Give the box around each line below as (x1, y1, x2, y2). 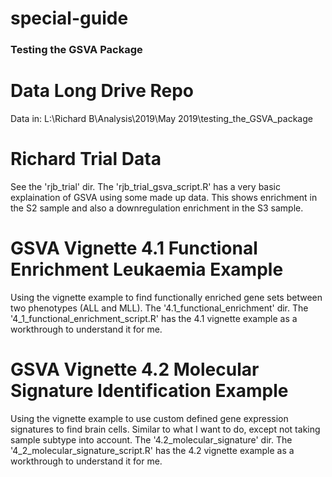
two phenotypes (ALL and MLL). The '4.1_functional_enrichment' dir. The (10, 302, 309, 314)
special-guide (10, 7, 129, 30)
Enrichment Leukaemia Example (10, 258, 284, 281)
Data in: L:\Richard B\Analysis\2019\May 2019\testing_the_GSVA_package (10, 113, 313, 125)
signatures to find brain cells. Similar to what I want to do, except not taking (10, 423, 321, 435)
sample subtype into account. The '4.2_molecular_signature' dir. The (10, 433, 293, 446)
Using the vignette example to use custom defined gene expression (10, 412, 289, 424)
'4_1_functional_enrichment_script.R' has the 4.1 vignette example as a (10, 312, 298, 324)
